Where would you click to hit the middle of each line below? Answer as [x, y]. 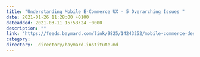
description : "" [26, 28]
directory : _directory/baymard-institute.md [62, 45]
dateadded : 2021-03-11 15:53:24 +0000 [54, 23]
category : [18, 39]
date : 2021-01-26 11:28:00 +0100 [48, 17]
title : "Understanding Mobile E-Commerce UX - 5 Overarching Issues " [96, 12]
